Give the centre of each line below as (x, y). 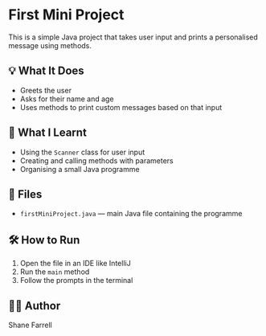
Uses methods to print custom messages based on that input (121, 107)
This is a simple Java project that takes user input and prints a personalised (133, 37)
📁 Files (25, 194)
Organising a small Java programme (80, 169)
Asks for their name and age (67, 99)
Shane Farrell (30, 325)
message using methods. (50, 45)
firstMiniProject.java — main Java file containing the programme (131, 214)
